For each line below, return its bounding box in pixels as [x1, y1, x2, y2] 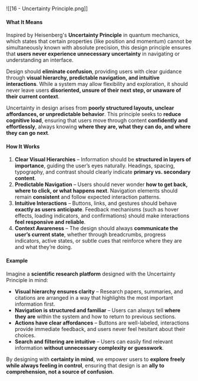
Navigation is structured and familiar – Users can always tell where [14, 306, 181, 314]
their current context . [6, 93, 60, 100]
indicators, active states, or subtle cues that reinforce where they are [14, 237, 183, 244]
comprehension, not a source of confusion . [6, 368, 114, 375]
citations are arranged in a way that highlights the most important [14, 294, 174, 301]
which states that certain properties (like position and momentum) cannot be [6, 38, 192, 45]
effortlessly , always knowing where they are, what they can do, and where [6, 123, 191, 130]
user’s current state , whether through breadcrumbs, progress [14, 231, 166, 238]
